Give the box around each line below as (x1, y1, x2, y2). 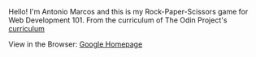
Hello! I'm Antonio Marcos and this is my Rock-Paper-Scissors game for (8, 7, 249, 16)
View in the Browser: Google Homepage (8, 39, 143, 49)
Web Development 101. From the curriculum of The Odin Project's (8, 15, 228, 25)
